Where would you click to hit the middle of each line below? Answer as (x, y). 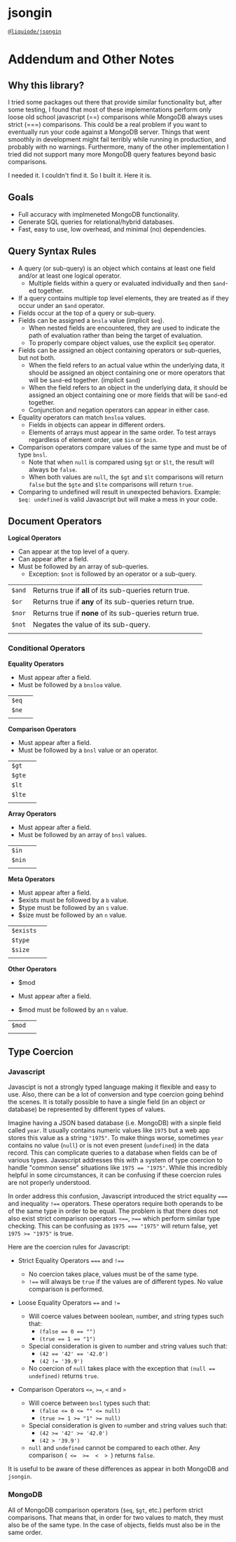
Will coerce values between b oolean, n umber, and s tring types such (126, 1316)
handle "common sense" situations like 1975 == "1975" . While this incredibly (118, 1168)
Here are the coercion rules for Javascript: (69, 1247)
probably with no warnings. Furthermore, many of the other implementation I (118, 147)
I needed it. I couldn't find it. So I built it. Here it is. (80, 175)
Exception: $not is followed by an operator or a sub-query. (112, 574)
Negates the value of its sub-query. (91, 624)
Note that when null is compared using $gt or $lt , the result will (121, 462)
